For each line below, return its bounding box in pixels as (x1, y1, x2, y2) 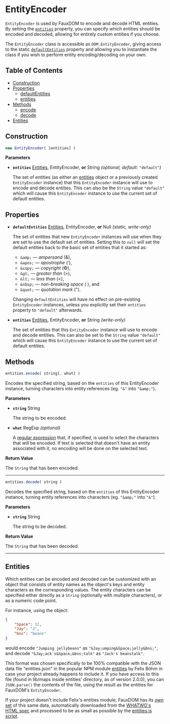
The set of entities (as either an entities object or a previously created (12, 174, 158, 180)
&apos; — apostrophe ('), (20, 260, 72, 266)
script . (5, 713, 19, 719)
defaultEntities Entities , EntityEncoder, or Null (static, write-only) (12, 224, 151, 230)
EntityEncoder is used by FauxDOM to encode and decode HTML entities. (5, 20, 159, 26)
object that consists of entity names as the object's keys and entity (5, 581, 145, 587)
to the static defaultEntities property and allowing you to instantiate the (5, 46, 157, 52)
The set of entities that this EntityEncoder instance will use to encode (12, 327, 158, 333)
